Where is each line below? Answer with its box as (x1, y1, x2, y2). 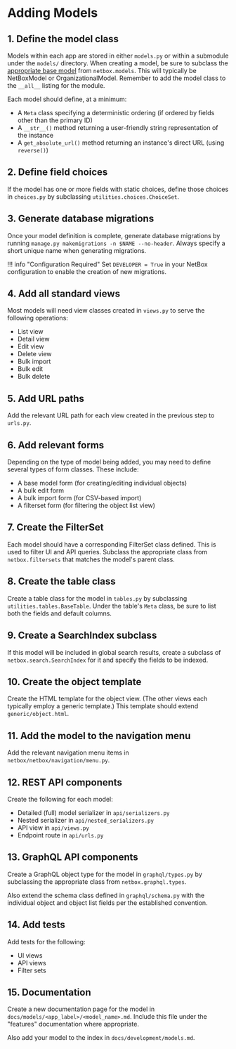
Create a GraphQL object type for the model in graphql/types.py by (7, 870, 202, 878)
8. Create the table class (7, 575, 116, 587)
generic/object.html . (7, 710, 70, 718)
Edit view (17, 342, 44, 351)
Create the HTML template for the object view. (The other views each (7, 694, 208, 703)
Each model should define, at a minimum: (7, 95, 127, 103)
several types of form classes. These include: (7, 465, 139, 474)
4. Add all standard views (7, 288, 121, 300)
